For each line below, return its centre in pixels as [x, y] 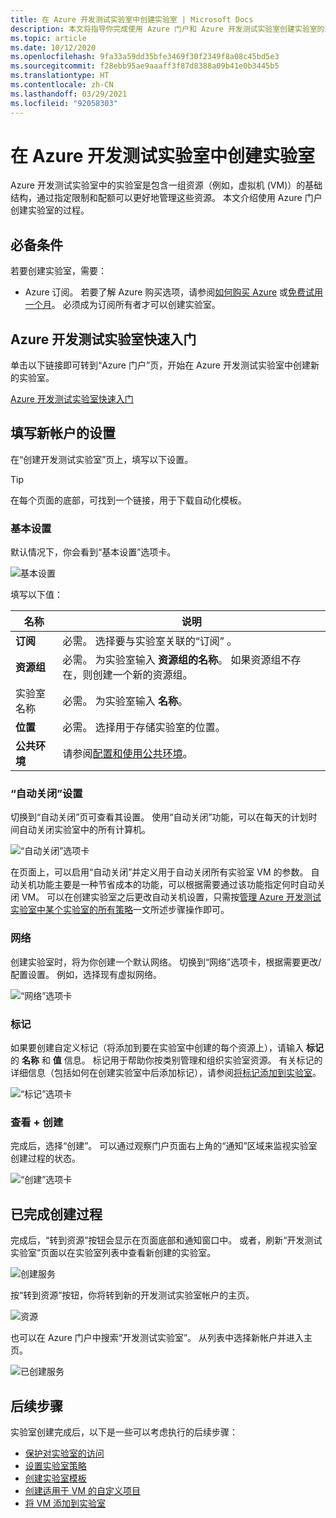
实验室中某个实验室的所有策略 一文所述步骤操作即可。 [120, 910]
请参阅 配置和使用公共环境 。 [127, 754]
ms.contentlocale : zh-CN [62, 85]
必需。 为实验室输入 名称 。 [125, 701]
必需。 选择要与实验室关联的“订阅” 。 [150, 641]
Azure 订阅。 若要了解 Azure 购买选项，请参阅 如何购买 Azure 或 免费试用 [174, 292]
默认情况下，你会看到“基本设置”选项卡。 [93, 552]
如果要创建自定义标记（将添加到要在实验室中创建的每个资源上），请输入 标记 [167, 1048]
